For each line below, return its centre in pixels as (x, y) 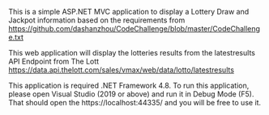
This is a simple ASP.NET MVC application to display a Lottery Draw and (129, 12)
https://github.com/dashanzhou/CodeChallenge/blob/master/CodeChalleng (134, 29)
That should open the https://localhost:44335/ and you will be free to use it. (135, 103)
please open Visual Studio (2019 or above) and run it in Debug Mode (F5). (131, 94)
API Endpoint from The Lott (54, 61)
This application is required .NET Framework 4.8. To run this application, (129, 85)
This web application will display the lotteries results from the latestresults (132, 53)
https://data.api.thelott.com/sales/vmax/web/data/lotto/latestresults (122, 70)
